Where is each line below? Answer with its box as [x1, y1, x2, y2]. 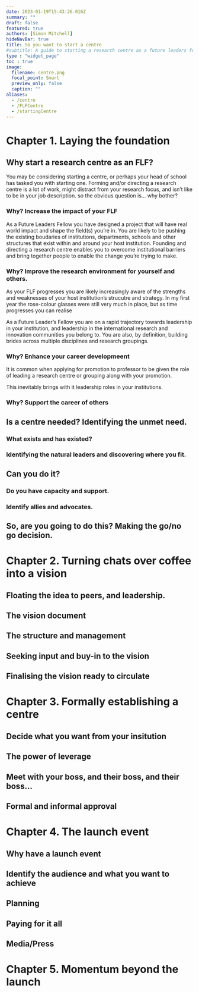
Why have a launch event [6, 849, 101, 859]
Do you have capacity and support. [6, 486, 110, 495]
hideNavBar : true [6, 36, 49, 42]
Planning [6, 899, 40, 909]
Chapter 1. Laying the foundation [6, 134, 170, 147]
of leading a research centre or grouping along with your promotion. [6, 372, 172, 379]
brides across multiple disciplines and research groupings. [6, 337, 149, 344]
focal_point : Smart [11, 75, 60, 81]
